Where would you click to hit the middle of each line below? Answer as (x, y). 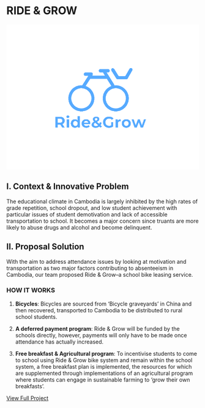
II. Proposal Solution (45, 247)
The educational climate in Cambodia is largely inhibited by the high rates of (102, 201)
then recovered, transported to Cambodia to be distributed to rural (99, 310)
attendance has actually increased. (59, 342)
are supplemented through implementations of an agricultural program (104, 373)
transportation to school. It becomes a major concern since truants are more (102, 221)
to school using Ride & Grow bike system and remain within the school (104, 360)
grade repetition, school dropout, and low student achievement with (92, 208)
